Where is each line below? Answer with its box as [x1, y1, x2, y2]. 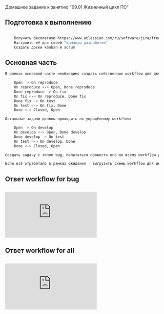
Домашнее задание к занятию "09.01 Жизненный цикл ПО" [5, 4, 129, 10]
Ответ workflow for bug [5, 175, 80, 183]
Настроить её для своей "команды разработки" [14, 40, 108, 45]
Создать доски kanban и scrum [14, 45, 76, 50]
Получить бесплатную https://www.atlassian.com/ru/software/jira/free [14, 35, 161, 41]
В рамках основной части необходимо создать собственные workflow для [5, 71, 152, 77]
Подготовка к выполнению [5, 18, 92, 26]
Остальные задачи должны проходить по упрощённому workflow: [5, 116, 132, 122]
